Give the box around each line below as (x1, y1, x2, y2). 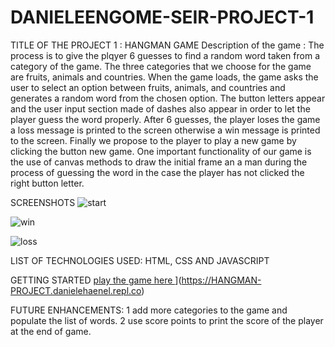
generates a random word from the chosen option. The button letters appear (10, 92, 326, 104)
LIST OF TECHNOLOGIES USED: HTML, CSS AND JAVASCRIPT (10, 254, 270, 266)
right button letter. (10, 177, 85, 189)
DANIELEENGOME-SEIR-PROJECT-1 (10, 6, 315, 29)
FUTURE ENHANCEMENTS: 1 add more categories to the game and (10, 304, 288, 316)
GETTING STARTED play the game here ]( (10, 274, 182, 286)
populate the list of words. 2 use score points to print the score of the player (10, 314, 324, 326)
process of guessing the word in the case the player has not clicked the (10, 166, 305, 178)
